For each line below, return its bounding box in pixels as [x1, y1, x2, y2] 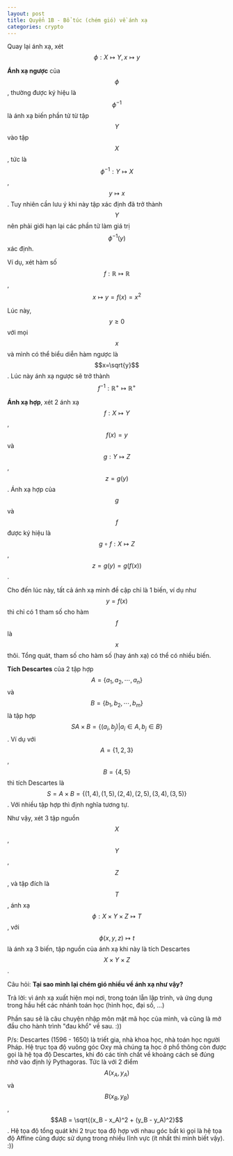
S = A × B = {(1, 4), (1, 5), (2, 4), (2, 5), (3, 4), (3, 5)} [47, 790, 187, 798]
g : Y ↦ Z [103, 452, 131, 460]
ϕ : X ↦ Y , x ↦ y [93, 53, 140, 61]
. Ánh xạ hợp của [7, 485, 56, 493]
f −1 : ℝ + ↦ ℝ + [97, 383, 136, 392]
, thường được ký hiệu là [7, 89, 77, 97]
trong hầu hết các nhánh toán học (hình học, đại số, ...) [7, 1001, 165, 1009]
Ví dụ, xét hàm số [7, 258, 57, 267]
